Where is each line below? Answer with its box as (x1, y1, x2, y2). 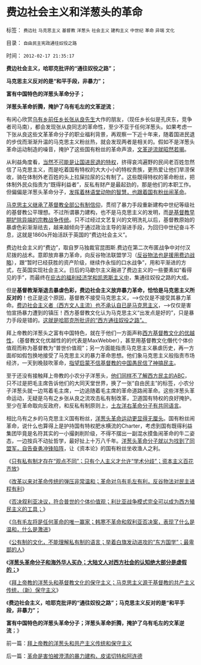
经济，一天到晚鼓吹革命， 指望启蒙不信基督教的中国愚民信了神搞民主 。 (6, 359, 179, 366)
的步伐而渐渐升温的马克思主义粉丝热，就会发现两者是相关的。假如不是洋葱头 (6, 138, 195, 145)
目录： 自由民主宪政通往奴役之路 (6, 39, 77, 46)
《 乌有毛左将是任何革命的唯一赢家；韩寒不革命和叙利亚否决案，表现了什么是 (6, 518, 195, 525)
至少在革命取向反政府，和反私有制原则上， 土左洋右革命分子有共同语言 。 (6, 402, 184, 409)
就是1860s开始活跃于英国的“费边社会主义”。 (22, 231, 130, 238)
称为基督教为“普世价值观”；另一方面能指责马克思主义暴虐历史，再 (22, 344, 184, 351)
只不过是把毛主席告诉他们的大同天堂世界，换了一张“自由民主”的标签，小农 (6, 379, 190, 387)
